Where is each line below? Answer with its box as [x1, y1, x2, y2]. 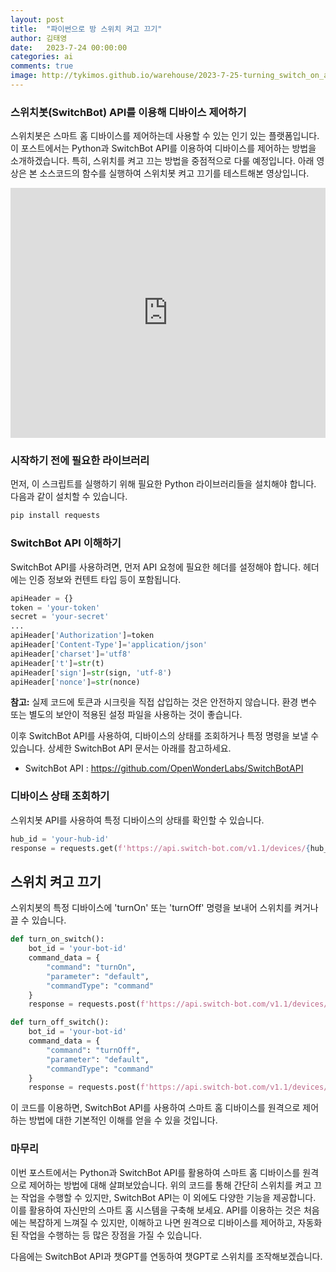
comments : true [10, 61, 74, 71]
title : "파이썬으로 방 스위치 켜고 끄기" [10, 24, 163, 34]
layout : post [10, 14, 65, 25]
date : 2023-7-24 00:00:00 [10, 42, 128, 53]
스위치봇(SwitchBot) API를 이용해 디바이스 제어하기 [10, 105, 247, 119]
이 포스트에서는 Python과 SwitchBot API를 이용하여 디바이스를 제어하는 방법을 [10, 142, 317, 155]
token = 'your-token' [10, 602, 101, 613]
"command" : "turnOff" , [46, 1045, 141, 1055]
